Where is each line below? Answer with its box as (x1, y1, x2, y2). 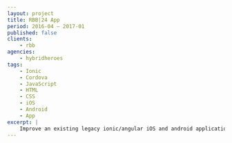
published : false (7, 29, 57, 36)
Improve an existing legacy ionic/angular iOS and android (19, 125, 193, 132)
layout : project (7, 10, 54, 17)
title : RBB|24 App (7, 16, 60, 23)
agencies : (7, 49, 36, 56)
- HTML (19, 87, 39, 93)
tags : (7, 61, 23, 68)
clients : (7, 36, 32, 43)
